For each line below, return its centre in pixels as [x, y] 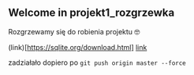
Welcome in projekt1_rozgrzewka [91, 13]
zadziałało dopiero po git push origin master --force [97, 62]
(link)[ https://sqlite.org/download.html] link [78, 47]
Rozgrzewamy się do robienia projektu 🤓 [74, 31]
